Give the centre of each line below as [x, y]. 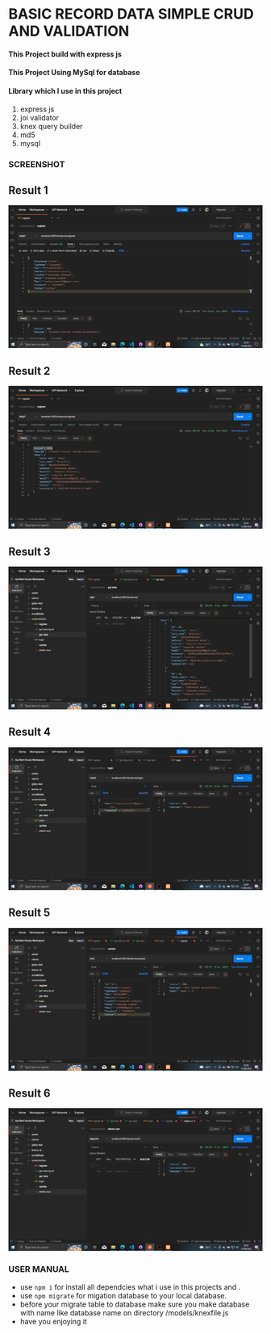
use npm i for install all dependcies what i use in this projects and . [130, 1287]
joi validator [39, 117]
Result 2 [29, 371]
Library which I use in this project [65, 90]
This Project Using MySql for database [74, 73]
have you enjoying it [53, 1321]
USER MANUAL [39, 1269]
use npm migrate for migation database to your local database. [123, 1295]
